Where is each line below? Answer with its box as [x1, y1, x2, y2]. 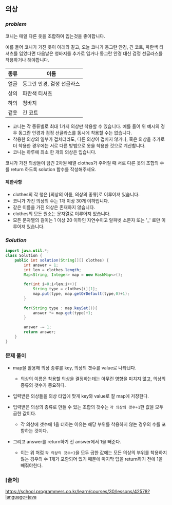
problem [5, 21, 27, 28]
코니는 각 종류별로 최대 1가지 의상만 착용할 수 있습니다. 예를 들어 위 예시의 [12, 123, 160, 129]
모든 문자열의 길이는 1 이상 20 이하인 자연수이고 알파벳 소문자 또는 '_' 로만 [12, 217, 161, 223]
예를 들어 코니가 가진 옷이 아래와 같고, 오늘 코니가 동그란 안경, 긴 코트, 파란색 [5, 44, 158, 50]
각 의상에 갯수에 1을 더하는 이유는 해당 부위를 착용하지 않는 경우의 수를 [20, 421, 161, 427]
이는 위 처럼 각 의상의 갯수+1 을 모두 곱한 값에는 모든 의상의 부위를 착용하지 [20, 449, 167, 456]
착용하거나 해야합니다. [5, 57, 50, 63]
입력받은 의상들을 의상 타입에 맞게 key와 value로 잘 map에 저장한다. [12, 392, 149, 399]
